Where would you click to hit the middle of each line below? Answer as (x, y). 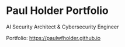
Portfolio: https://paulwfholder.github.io (53, 38)
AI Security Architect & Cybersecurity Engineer (62, 27)
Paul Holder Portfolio (58, 11)
